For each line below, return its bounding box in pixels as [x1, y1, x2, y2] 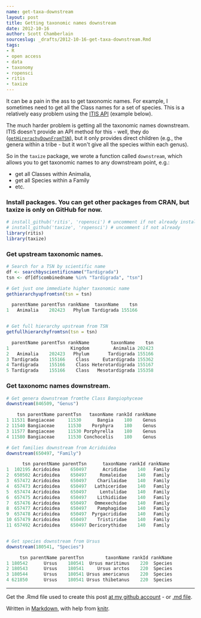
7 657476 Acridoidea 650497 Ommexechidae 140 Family [6, 500, 170, 506]
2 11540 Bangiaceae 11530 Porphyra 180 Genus [6, 423, 157, 429]
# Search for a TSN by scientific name [6, 264, 106, 270]
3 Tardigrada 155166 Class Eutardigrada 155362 [6, 357, 154, 363]
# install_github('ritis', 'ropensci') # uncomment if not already [6, 219, 178, 225]
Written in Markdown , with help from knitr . [6, 605, 110, 612]
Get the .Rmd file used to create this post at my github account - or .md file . [6, 593, 193, 601]
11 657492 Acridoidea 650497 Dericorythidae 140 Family [6, 522, 170, 528]
